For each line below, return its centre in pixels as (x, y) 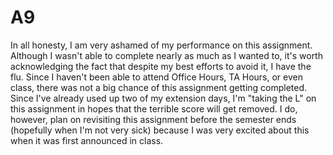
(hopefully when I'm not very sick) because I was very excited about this (160, 130)
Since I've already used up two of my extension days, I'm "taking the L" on (163, 98)
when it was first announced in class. (87, 140)
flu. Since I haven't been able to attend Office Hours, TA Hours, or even (156, 77)
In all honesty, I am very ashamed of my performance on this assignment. (161, 45)
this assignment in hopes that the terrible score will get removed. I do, (154, 108)
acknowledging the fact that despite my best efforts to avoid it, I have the (161, 66)
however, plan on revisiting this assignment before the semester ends (153, 119)
